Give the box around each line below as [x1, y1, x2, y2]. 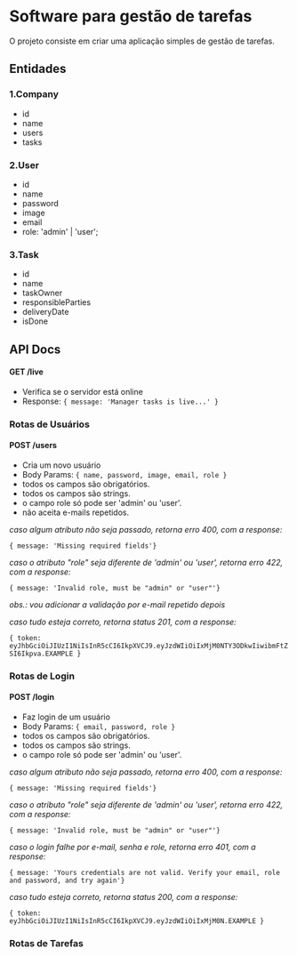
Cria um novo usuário [21, 460, 101, 470]
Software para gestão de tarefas [9, 6, 253, 27]
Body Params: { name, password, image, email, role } [21, 469, 228, 479]
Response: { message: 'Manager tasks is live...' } [21, 396, 220, 406]
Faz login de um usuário [21, 711, 111, 722]
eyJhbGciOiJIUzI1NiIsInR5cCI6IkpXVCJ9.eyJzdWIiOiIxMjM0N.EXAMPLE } [9, 917, 265, 926]
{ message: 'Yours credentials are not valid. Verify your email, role [9, 869, 280, 878]
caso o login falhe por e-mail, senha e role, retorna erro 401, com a [9, 842, 256, 853]
